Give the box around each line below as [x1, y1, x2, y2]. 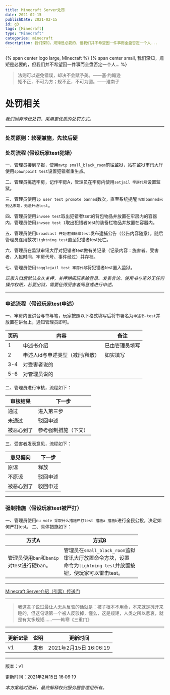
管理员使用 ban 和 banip [8, 554, 59, 561]
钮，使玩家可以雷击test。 [64, 569, 124, 576]
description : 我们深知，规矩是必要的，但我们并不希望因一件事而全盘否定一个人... [5, 41, 158, 46]
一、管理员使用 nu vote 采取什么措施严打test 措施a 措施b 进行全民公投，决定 [5, 517, 157, 523]
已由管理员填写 [104, 342, 140, 349]
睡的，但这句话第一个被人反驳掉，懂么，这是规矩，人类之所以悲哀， [17, 610, 159, 616]
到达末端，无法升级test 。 [5, 202, 53, 208]
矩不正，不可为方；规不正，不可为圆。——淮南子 [17, 78, 120, 84]
